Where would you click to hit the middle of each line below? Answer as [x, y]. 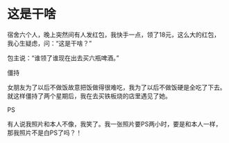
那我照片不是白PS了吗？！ [44, 133]
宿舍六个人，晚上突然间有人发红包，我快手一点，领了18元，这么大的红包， [114, 35]
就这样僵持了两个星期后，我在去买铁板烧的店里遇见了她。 [89, 96]
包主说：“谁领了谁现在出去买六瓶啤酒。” [63, 58]
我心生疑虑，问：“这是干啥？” [50, 43]
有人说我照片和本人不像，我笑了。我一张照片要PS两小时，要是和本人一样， [114, 124]
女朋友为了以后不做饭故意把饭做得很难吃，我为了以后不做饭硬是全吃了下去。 [117, 87]
